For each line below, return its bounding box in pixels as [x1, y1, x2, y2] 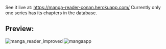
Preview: [5, 24, 34, 33]
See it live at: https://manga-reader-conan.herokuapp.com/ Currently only [5, 5, 161, 10]
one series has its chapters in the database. [5, 10, 97, 16]
